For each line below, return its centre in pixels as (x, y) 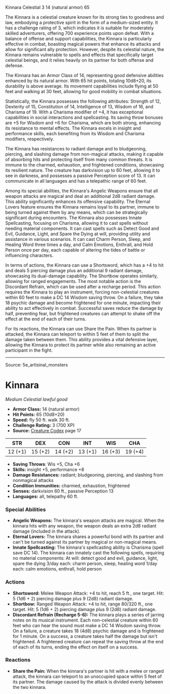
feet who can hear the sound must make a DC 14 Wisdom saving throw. (87, 625)
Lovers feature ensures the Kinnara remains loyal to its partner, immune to (82, 207)
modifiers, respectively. (30, 139)
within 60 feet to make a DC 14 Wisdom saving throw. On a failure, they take (84, 297)
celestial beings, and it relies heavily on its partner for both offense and (79, 60)
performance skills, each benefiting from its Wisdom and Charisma (75, 133)
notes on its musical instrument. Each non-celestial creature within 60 (85, 620)
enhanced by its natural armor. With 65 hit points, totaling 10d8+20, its (78, 81)
